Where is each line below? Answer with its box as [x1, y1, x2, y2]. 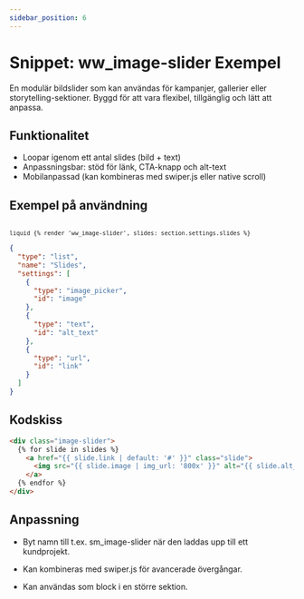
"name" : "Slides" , [17, 260, 88, 270]
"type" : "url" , [33, 353, 91, 363]
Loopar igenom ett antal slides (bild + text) [22, 152, 181, 163]
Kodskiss [9, 412, 63, 427]
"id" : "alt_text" [33, 328, 100, 337]
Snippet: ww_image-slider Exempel [9, 52, 281, 73]
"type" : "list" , [17, 252, 79, 261]
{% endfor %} [17, 478, 67, 488]
